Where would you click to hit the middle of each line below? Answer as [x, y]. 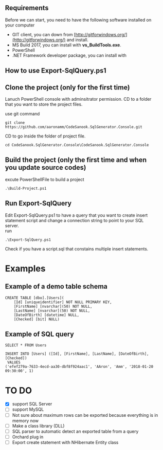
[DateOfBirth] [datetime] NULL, [46, 315]
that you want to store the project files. [44, 104]
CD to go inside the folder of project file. [45, 136]
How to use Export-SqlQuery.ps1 [56, 71]
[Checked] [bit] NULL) [37, 319]
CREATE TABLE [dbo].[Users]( [35, 298]
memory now [25, 421]
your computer [20, 25]
